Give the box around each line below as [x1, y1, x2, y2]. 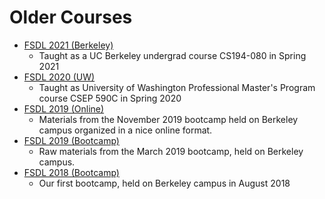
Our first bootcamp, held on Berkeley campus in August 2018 [38, 177, 291, 189]
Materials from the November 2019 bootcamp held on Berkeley [38, 113, 299, 125]
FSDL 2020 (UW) [23, 71, 96, 83]
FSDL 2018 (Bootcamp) [23, 166, 120, 178]
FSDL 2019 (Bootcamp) [23, 134, 120, 146]
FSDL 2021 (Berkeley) [23, 39, 114, 51]
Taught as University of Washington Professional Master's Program [38, 81, 316, 93]
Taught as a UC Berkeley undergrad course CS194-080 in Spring [38, 49, 307, 61]
